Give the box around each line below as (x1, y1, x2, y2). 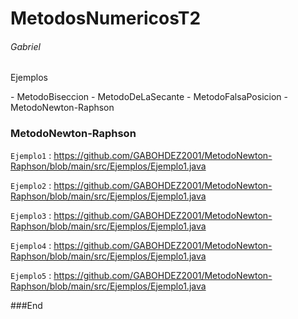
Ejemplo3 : (10, 209, 52, 221)
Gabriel (10, 40, 41, 52)
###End (10, 299, 43, 311)
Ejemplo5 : (10, 269, 52, 281)
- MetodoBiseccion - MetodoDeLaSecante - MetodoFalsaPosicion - (10, 91, 288, 103)
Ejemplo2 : (10, 179, 52, 191)
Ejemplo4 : (10, 239, 52, 251)
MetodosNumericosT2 (10, 7, 202, 30)
